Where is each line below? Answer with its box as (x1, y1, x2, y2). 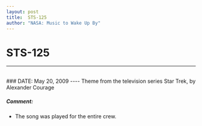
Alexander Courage (6, 84, 55, 91)
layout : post (6, 8, 39, 15)
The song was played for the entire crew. (14, 113, 117, 120)
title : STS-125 (6, 14, 47, 20)
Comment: (6, 97, 34, 105)
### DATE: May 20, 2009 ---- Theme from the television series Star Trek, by (6, 77, 196, 85)
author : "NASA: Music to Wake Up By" (6, 20, 101, 26)
